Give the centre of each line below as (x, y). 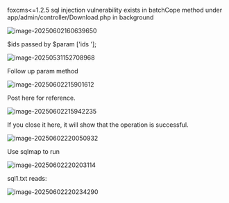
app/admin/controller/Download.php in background (80, 17)
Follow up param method (43, 71)
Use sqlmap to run (34, 151)
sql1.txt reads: (27, 178)
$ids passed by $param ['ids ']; (52, 44)
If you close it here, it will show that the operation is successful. (98, 125)
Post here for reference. (41, 98)
